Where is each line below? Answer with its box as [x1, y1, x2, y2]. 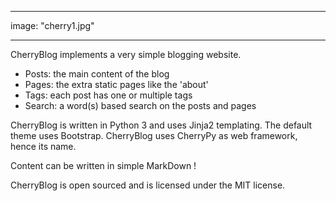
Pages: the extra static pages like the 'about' [24, 79, 209, 90]
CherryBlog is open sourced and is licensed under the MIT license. [10, 179, 286, 191]
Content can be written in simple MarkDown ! [10, 160, 197, 171]
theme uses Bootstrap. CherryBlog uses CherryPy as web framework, [10, 130, 298, 141]
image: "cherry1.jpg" [10, 20, 95, 31]
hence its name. [10, 141, 77, 152]
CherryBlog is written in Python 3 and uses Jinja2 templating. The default [10, 119, 313, 131]
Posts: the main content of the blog [24, 68, 170, 80]
